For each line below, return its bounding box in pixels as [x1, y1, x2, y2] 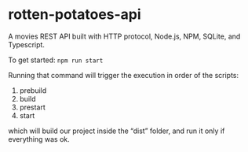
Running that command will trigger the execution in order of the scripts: [8, 70, 239, 80]
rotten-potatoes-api [8, 6, 141, 24]
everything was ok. [8, 134, 71, 143]
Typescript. [8, 39, 46, 49]
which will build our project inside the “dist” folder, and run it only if [8, 126, 225, 135]
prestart [19, 102, 46, 112]
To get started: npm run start [8, 55, 104, 65]
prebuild [19, 85, 47, 95]
